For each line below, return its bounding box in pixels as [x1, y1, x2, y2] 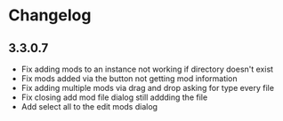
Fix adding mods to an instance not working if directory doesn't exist [20, 64, 273, 74]
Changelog [8, 5, 92, 26]
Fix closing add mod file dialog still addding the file [20, 92, 208, 102]
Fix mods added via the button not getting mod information [20, 73, 238, 84]
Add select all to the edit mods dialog [20, 102, 158, 111]
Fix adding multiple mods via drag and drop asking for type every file [20, 83, 275, 93]
